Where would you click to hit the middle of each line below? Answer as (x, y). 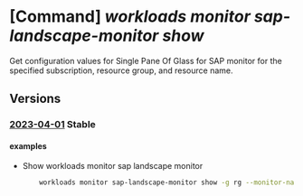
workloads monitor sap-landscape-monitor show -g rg (141, 182)
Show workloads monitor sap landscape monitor (113, 166)
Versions (35, 99)
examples (28, 145)
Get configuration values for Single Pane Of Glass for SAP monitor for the (146, 61)
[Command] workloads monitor (130, 17)
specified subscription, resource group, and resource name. (121, 70)
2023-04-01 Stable (53, 125)
